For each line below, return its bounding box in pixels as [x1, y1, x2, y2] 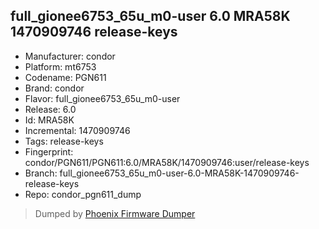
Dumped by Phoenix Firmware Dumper [34, 207, 196, 219]
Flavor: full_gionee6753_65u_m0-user [24, 92, 181, 104]
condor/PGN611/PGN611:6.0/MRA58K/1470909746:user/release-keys [24, 156, 310, 168]
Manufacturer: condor [24, 50, 116, 62]
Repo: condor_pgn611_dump [24, 188, 142, 200]
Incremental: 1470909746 [24, 124, 131, 136]
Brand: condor [24, 82, 85, 94]
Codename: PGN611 [24, 71, 107, 83]
